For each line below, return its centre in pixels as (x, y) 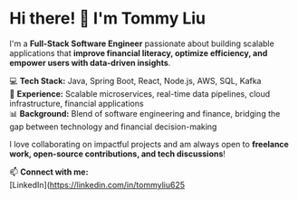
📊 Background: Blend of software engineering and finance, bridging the (145, 113)
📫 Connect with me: (49, 172)
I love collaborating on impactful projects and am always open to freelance (149, 144)
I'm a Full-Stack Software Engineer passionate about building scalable (142, 43)
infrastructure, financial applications (77, 103)
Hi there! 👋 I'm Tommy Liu (108, 19)
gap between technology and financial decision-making (113, 127)
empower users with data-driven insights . (90, 62)
